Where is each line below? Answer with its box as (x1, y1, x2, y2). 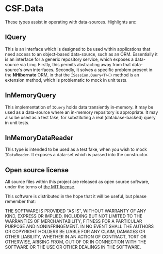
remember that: (5, 199, 36, 204)
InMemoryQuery (5, 91, 57, 100)
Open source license (5, 166, 69, 174)
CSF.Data (5, 3, 44, 14)
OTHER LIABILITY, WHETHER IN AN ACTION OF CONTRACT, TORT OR (5, 234, 147, 240)
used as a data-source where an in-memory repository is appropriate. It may (5, 109, 158, 115)
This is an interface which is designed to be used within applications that (5, 46, 150, 52)
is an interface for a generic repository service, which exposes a (5, 56, 134, 62)
